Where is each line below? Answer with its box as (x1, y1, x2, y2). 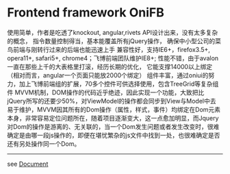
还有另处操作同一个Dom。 (7, 139, 81, 148)
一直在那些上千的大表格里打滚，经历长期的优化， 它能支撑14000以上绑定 (7, 62, 213, 71)
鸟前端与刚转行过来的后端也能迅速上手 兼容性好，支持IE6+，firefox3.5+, (7, 45, 211, 53)
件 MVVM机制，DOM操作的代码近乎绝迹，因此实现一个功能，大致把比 (7, 88, 205, 97)
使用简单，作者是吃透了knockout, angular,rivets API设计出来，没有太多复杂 (7, 28, 218, 36)
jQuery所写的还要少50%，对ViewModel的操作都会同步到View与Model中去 (7, 97, 216, 105)
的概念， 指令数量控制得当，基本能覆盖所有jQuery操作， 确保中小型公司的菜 (7, 36, 221, 45)
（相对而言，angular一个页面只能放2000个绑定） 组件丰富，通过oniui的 (7, 71, 209, 79)
